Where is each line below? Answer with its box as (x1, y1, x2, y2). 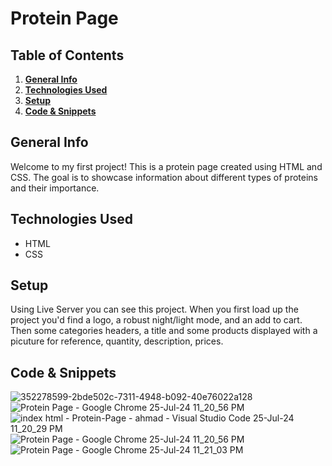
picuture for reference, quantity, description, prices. (10, 335, 224, 347)
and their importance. (10, 182, 100, 194)
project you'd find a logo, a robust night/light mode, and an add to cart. (10, 314, 303, 326)
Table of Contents (10, 47, 125, 64)
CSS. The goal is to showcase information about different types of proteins (10, 171, 318, 183)
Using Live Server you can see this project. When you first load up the (10, 303, 299, 316)
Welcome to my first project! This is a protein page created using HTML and (10, 160, 323, 172)
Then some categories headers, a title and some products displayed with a (10, 325, 318, 337)
